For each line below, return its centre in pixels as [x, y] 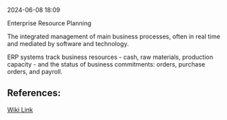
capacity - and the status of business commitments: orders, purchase [106, 64]
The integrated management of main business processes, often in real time [114, 36]
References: [34, 93]
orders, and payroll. [35, 72]
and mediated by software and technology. [68, 44]
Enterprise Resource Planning [49, 23]
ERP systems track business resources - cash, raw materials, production [110, 57]
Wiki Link [20, 110]
